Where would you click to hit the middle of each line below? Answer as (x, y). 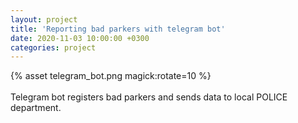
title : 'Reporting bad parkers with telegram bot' (118, 29)
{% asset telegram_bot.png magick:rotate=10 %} (111, 76)
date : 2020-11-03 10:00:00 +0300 (80, 38)
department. (36, 108)
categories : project (53, 47)
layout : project (44, 19)
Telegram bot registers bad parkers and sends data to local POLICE (149, 97)
